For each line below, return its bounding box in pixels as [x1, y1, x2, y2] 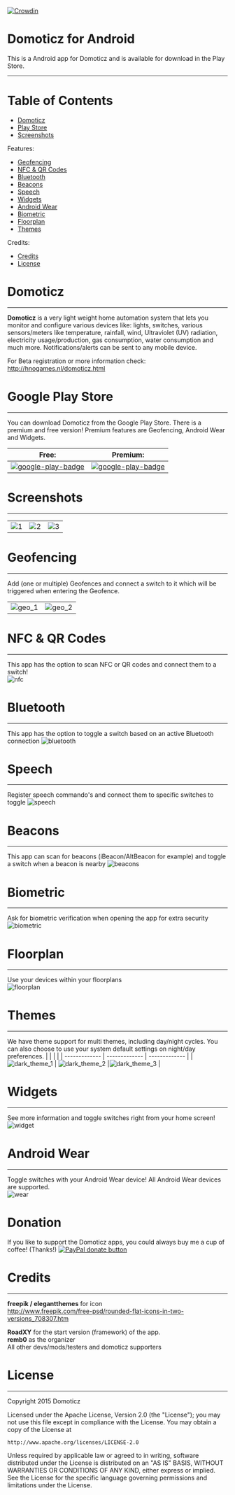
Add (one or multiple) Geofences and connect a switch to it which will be [7, 579, 217, 588]
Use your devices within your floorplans [7, 976, 122, 984]
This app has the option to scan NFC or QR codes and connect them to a [7, 660, 217, 668]
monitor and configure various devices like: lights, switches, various [7, 320, 203, 329]
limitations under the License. [7, 1480, 92, 1489]
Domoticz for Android [7, 31, 135, 47]
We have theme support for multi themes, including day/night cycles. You [7, 1037, 218, 1046]
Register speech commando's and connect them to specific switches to [7, 791, 214, 799]
